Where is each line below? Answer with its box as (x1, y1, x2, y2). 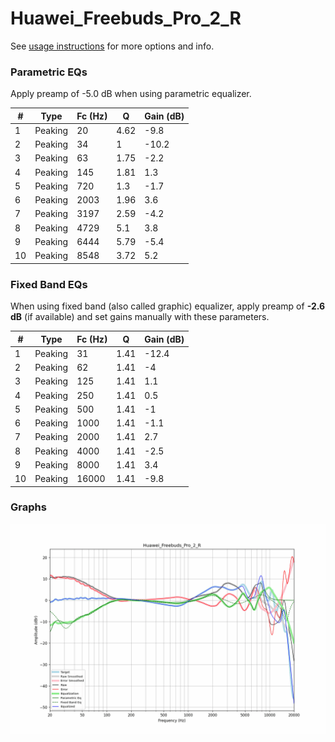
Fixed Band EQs (10, 277, 88, 291)
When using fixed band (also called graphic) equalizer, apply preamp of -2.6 (10, 300, 326, 312)
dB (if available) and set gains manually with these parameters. (10, 311, 270, 323)
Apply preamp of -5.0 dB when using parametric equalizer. (10, 88, 252, 100)
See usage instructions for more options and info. (10, 40, 215, 52)
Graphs (10, 500, 47, 514)
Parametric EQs (10, 65, 88, 79)
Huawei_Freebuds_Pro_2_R (10, 7, 242, 30)
